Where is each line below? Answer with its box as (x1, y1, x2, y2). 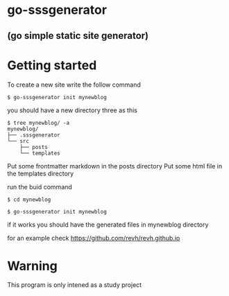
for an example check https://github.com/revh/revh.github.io (7, 234, 180, 242)
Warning (7, 258, 58, 274)
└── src (7, 137, 30, 144)
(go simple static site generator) (7, 30, 149, 42)
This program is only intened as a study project (7, 281, 142, 289)
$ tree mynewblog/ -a (7, 119, 70, 126)
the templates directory (7, 169, 74, 177)
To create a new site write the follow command (7, 80, 141, 89)
